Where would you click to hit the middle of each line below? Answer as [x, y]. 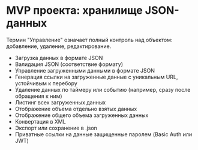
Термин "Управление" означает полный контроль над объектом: [89, 40]
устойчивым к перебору [46, 83]
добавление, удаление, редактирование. [59, 46]
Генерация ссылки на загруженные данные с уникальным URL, [96, 77]
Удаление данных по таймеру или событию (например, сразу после [103, 89]
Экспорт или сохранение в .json [56, 128]
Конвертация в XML [40, 121]
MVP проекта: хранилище [74, 10]
